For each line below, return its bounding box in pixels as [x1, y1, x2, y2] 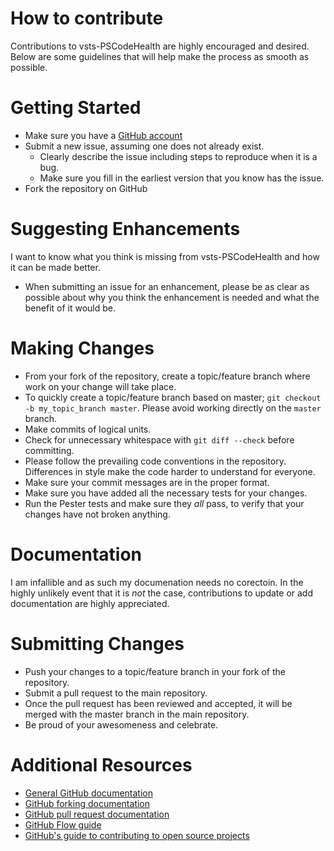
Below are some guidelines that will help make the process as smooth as [10, 50, 310, 62]
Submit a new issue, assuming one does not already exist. [24, 140, 265, 152]
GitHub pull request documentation [24, 808, 170, 820]
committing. [24, 444, 75, 456]
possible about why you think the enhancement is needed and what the [24, 291, 320, 303]
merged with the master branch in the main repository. [24, 708, 250, 720]
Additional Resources [10, 753, 193, 776]
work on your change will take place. [24, 380, 177, 392]
